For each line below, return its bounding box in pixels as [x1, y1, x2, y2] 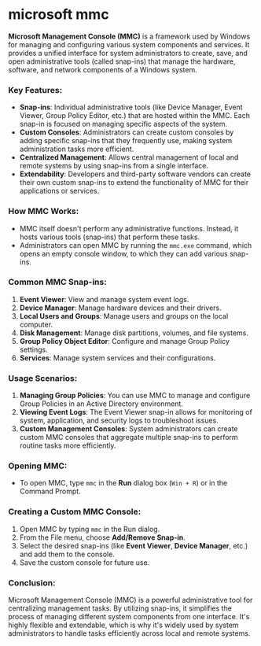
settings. [19, 345, 49, 354]
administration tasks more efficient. [19, 144, 134, 154]
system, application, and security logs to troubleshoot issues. [19, 415, 219, 426]
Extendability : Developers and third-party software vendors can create [19, 169, 252, 179]
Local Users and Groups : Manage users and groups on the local [19, 311, 229, 320]
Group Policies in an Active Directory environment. [19, 399, 183, 408]
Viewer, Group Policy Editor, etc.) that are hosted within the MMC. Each [19, 111, 250, 120]
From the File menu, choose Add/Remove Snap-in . [19, 533, 186, 542]
